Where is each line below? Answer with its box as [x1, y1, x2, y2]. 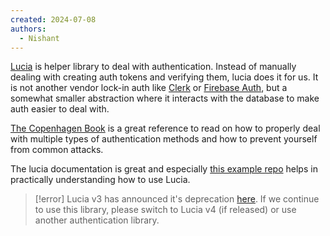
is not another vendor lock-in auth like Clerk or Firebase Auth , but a [10, 82, 288, 94]
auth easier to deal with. [10, 103, 110, 115]
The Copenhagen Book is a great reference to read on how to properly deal [10, 122, 321, 135]
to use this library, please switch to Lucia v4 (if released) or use [34, 204, 297, 216]
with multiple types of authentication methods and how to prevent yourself [10, 133, 318, 145]
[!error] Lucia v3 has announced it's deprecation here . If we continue [34, 193, 320, 205]
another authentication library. [34, 214, 160, 226]
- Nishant [19, 33, 60, 43]
